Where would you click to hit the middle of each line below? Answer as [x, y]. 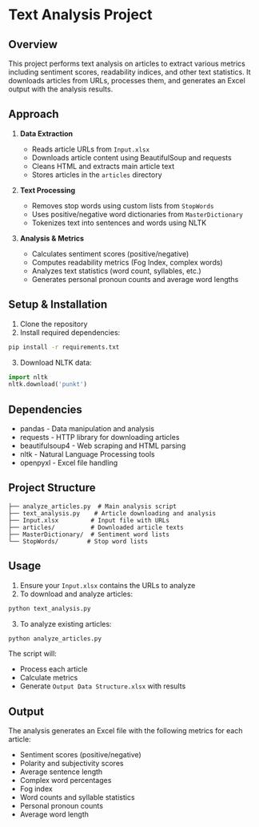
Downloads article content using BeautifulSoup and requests [131, 157]
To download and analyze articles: [76, 594]
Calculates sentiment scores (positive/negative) [110, 253]
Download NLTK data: [56, 362]
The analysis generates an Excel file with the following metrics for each [126, 731]
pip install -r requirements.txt [64, 347]
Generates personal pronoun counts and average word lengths [135, 279]
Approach [34, 114]
